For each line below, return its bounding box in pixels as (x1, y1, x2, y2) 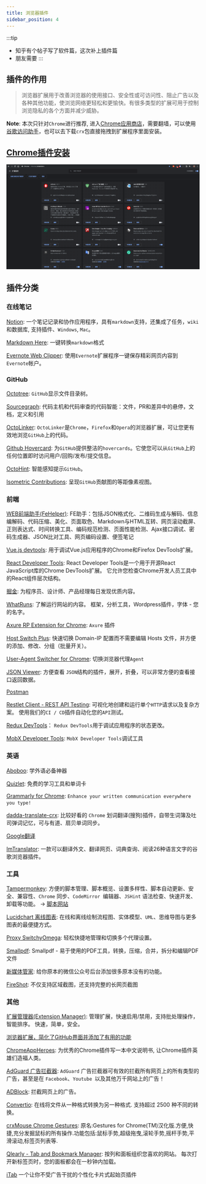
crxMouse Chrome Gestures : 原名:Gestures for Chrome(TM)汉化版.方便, (6, 1122, 188, 1129)
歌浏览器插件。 (6, 853, 44, 860)
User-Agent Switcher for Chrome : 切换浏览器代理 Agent (6, 655, 144, 663)
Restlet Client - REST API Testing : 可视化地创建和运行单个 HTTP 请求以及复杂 (6, 701, 194, 708)
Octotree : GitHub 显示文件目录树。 (6, 390, 91, 398)
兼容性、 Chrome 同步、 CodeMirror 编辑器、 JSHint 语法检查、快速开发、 (17, 892, 196, 900)
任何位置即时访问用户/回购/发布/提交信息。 (6, 452, 115, 460)
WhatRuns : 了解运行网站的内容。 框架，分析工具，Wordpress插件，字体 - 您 (6, 601, 199, 608)
